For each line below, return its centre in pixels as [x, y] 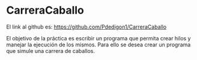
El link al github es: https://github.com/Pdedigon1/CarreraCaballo [86, 27]
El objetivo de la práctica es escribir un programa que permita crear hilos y [98, 38]
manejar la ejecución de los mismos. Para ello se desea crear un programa [98, 45]
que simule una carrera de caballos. [50, 50]
